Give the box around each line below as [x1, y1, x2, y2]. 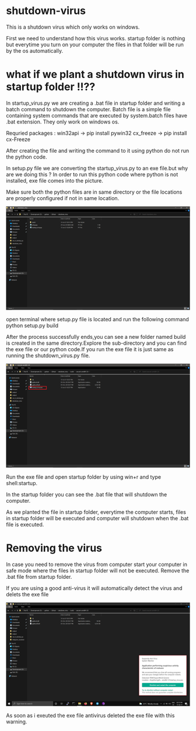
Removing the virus [6, 541, 103, 555]
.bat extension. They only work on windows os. [6, 118, 120, 125]
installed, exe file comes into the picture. [6, 177, 103, 184]
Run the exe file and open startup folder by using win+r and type [6, 473, 162, 481]
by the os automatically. [6, 47, 63, 54]
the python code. [6, 153, 47, 160]
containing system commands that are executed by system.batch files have [6, 112, 188, 119]
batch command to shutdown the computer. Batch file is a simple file [6, 105, 171, 112]
